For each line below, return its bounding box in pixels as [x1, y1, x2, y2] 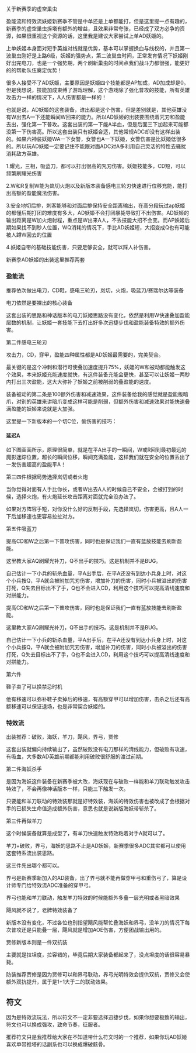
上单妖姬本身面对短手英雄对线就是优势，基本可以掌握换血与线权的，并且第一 [6, 45, 190, 52]
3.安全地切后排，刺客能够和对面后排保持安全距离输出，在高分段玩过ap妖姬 [6, 202, 185, 209]
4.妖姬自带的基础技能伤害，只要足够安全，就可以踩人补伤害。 [6, 244, 154, 251]
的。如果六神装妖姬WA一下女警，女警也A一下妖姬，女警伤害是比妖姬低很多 [6, 136, 187, 143]
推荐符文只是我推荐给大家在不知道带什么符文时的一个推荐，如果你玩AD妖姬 [6, 1034, 187, 1040]
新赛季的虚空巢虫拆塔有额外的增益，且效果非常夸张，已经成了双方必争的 [6, 25, 180, 32]
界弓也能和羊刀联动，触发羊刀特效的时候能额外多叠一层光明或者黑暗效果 [6, 894, 180, 901]
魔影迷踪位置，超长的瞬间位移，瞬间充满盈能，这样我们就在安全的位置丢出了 [6, 453, 190, 460]
